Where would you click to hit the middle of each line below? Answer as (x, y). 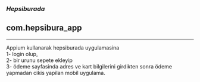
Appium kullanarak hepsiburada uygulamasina (63, 47)
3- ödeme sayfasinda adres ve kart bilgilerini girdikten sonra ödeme (89, 66)
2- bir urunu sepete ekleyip (40, 60)
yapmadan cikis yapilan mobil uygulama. (56, 73)
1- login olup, (22, 54)
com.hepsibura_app (44, 28)
